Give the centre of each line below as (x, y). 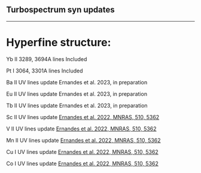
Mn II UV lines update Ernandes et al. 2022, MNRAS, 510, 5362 (83, 140)
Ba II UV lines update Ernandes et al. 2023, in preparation (77, 82)
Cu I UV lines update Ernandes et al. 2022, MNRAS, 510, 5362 (82, 151)
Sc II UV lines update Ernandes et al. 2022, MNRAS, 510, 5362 (83, 117)
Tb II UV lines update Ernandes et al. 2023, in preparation (77, 105)
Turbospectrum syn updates (60, 10)
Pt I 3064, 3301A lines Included (45, 71)
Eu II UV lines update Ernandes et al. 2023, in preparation (77, 94)
